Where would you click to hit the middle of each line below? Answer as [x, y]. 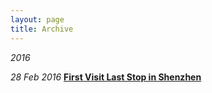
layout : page [37, 19]
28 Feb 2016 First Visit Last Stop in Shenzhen [106, 77]
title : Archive [42, 29]
